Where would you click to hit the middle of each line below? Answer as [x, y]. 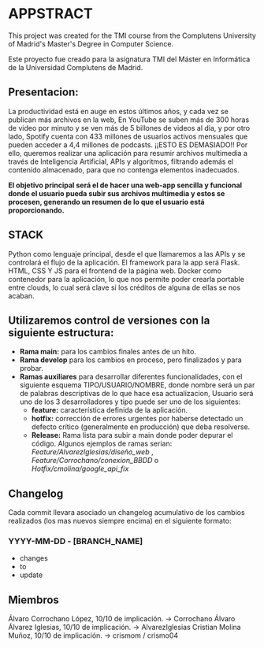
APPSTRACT [50, 14]
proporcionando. [36, 210]
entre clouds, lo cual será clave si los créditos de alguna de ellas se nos [125, 287]
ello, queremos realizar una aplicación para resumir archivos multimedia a [128, 153]
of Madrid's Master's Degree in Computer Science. [91, 43]
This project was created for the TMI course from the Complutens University [132, 35]
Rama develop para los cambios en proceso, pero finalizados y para [130, 360]
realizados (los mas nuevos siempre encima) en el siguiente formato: [120, 521]
